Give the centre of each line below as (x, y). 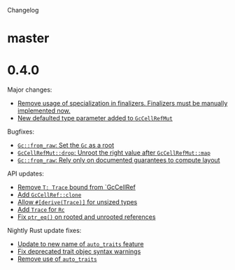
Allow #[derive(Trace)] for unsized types (77, 202)
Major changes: (30, 90)
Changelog (23, 10)
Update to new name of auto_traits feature (80, 244)
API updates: (26, 173)
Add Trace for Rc (41, 210)
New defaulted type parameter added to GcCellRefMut (95, 118)
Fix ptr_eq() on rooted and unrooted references (86, 217)
